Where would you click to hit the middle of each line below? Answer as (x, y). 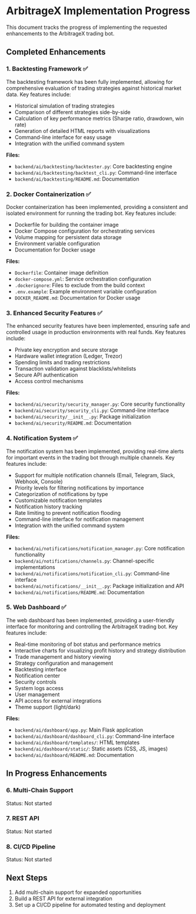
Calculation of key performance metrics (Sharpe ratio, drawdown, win (99, 118)
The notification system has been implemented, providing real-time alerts (95, 451)
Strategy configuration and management (64, 663)
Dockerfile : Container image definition (62, 272)
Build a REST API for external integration (64, 898)
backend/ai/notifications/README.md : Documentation (79, 592)
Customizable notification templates (58, 500)
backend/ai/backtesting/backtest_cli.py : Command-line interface (96, 172)
